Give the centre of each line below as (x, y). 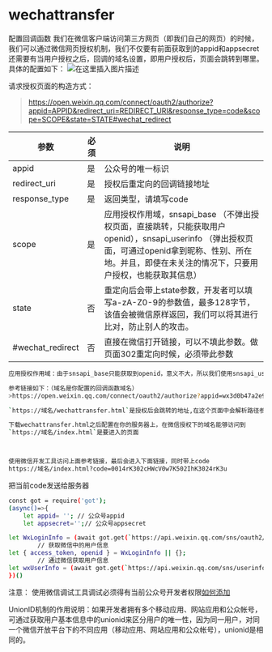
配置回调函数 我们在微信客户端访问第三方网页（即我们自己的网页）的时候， (134, 38)
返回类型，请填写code (146, 198)
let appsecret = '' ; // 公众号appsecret (85, 523)
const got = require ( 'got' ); (57, 501)
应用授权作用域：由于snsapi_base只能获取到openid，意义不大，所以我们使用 (121, 373)
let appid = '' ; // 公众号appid (74, 516)
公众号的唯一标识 (137, 168)
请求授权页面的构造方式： (51, 86)
